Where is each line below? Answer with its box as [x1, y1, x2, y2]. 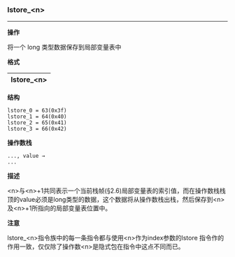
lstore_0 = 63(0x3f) [7, 107, 68, 115]
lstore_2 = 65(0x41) [7, 119, 68, 126]
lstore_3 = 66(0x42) [7, 126, 68, 133]
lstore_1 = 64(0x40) [7, 113, 68, 120]
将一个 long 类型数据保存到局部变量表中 [7, 43, 122, 52]
